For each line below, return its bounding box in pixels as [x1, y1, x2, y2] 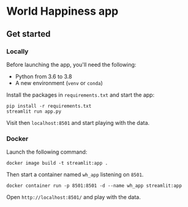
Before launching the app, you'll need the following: [6, 61, 137, 68]
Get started [6, 29, 51, 39]
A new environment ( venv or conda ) [15, 79, 103, 86]
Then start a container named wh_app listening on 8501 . [6, 171, 144, 178]
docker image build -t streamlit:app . [6, 160, 108, 167]
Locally [6, 47, 29, 56]
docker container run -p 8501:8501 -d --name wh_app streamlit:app [6, 183, 182, 189]
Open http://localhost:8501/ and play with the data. [6, 194, 141, 201]
